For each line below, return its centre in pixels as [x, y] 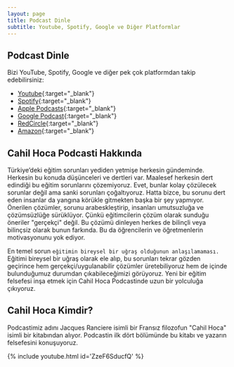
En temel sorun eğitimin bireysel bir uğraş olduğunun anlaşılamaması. [113, 251]
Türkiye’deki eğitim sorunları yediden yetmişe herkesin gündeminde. [106, 170]
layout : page [26, 14]
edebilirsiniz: [26, 80]
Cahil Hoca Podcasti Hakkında [75, 153]
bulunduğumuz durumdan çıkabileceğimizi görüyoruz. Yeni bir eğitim [107, 273]
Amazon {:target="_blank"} [56, 131]
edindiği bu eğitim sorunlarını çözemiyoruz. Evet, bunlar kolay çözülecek [112, 185]
